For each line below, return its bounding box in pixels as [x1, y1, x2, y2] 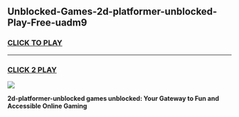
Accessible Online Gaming [7, 101, 87, 110]
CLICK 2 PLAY [7, 65, 57, 74]
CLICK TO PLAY [7, 38, 63, 48]
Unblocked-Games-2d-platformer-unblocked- [7, 6, 218, 18]
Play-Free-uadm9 [7, 17, 87, 29]
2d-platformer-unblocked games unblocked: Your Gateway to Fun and [7, 94, 219, 102]
